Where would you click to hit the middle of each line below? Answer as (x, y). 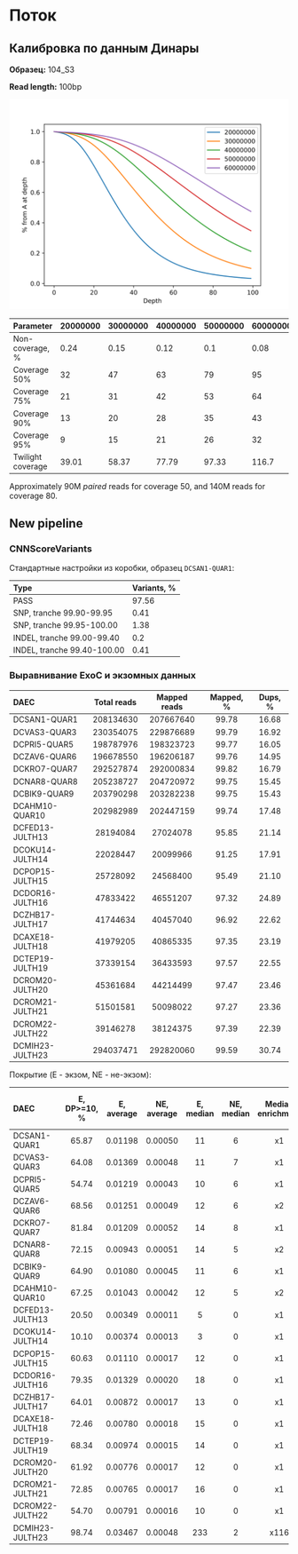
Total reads (116, 702)
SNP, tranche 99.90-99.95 (63, 613)
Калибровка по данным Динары (104, 48)
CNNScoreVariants (51, 549)
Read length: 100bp (46, 87)
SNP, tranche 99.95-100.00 (65, 625)
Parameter (33, 326)
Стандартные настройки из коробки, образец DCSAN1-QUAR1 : (122, 568)
